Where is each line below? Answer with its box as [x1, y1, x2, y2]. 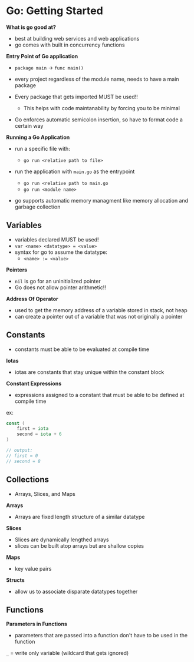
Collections [6, 475, 49, 485]
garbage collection [14, 203, 61, 210]
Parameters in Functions [6, 620, 68, 628]
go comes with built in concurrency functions [14, 41, 125, 48]
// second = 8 [6, 458, 41, 464]
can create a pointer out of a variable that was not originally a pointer [14, 313, 183, 320]
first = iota [17, 426, 49, 432]
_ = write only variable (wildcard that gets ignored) [6, 650, 129, 657]
